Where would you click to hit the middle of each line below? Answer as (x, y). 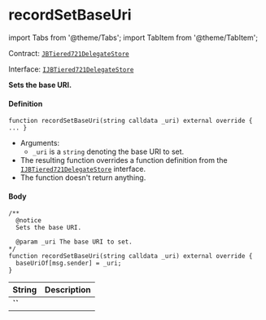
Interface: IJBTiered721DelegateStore (71, 69)
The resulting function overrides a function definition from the (124, 160)
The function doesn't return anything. (83, 178)
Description (68, 290)
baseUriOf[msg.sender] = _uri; (69, 263)
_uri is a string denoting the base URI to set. (108, 151)
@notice (29, 221)
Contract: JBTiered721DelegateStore (69, 53)
